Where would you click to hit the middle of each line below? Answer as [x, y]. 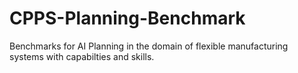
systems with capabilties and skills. [82, 56]
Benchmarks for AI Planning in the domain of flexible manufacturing [149, 46]
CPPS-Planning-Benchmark [127, 18]
